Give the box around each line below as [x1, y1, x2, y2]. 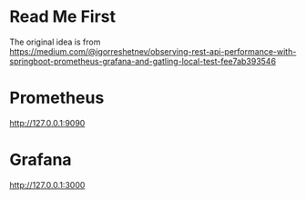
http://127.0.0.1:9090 [9, 117, 86, 128]
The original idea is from [9, 36, 101, 47]
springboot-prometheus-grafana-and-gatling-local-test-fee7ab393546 [9, 55, 276, 66]
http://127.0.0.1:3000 [9, 179, 86, 190]
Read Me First [9, 6, 117, 27]
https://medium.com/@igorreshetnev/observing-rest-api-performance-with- [9, 45, 297, 56]
